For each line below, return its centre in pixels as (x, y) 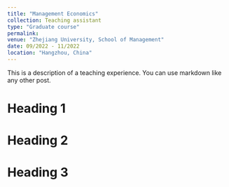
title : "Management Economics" (53, 14)
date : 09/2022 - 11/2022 (43, 46)
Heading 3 (38, 173)
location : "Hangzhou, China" (50, 53)
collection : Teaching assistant (54, 20)
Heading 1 (37, 109)
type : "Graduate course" (43, 27)
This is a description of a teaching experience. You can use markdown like (114, 72)
